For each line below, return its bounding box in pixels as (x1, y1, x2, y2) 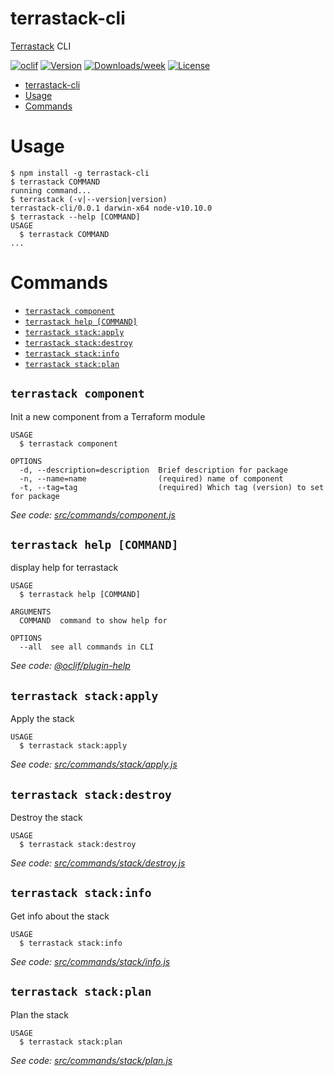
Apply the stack (10, 713, 75, 725)
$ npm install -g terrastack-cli (10, 168, 150, 178)
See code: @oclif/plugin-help (10, 660, 131, 672)
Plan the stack (10, 1008, 69, 1021)
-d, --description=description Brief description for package (19, 465, 288, 475)
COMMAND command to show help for (19, 616, 168, 626)
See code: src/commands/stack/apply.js (10, 758, 178, 771)
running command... (10, 185, 92, 196)
